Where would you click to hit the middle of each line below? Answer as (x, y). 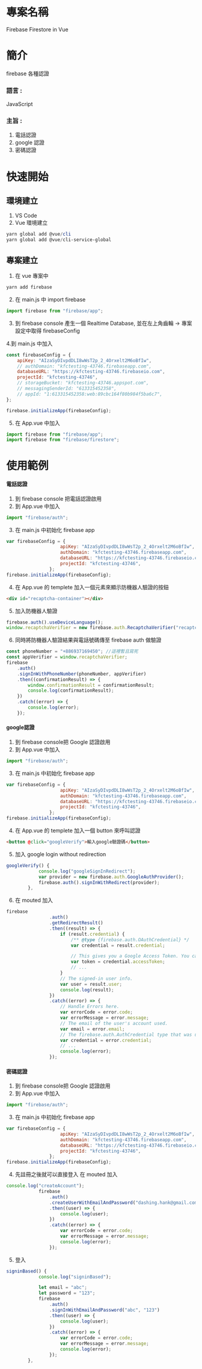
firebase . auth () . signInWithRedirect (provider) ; (99, 882)
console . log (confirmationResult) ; (71, 691)
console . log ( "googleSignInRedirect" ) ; (87, 871)
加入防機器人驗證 (36, 611)
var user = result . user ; (91, 984)
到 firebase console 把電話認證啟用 (58, 498)
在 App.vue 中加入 (37, 423)
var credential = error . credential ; (106, 1040)
